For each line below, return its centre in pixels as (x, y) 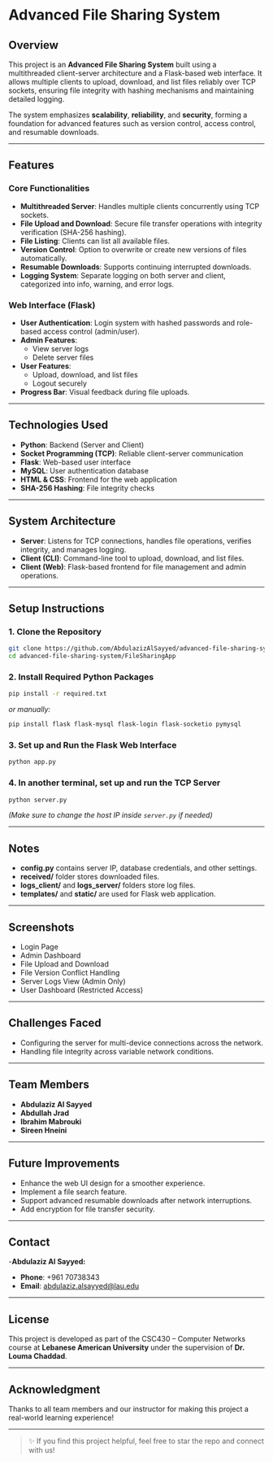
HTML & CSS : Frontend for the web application (98, 479)
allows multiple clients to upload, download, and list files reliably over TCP (132, 82)
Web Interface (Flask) (52, 305)
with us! (41, 1450)
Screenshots (41, 927)
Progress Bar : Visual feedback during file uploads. (105, 391)
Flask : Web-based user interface (76, 462)
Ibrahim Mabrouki (51, 1121)
